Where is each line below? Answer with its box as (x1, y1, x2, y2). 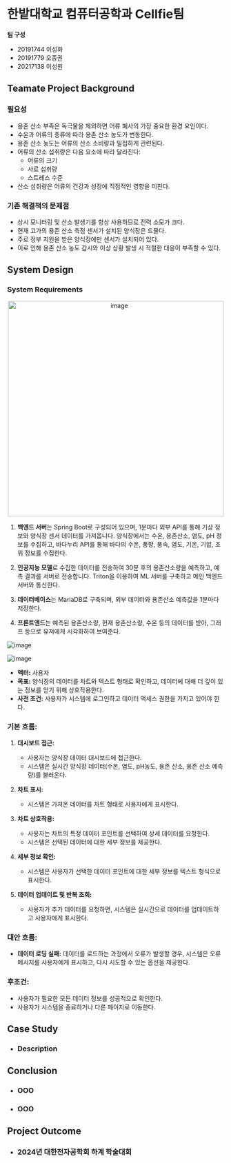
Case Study (7, 1023, 59, 1035)
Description (17, 1044, 58, 1053)
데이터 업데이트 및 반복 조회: (17, 890, 92, 898)
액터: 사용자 (17, 668, 50, 676)
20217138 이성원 (17, 62, 63, 70)
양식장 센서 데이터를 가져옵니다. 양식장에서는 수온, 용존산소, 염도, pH (30, 532, 215, 540)
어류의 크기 (27, 156, 57, 164)
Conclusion (7, 1065, 58, 1077)
